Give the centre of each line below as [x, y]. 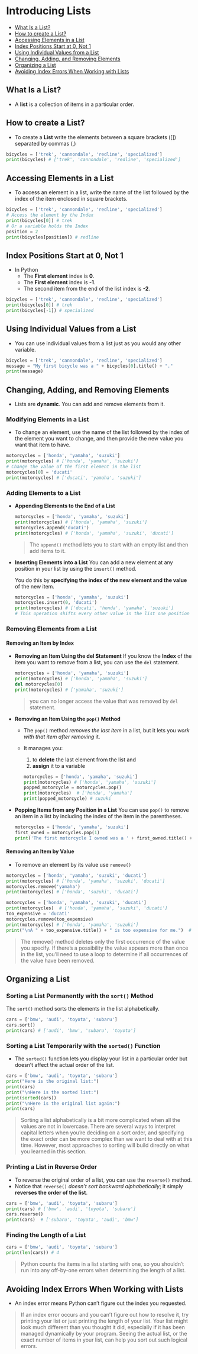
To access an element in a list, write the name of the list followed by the [102, 192]
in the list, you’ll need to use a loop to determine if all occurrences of [104, 954]
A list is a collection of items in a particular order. [74, 104]
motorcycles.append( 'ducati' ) [52, 528]
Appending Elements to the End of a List [65, 506]
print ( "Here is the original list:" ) [53, 1082]
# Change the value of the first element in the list [74, 467]
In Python [26, 270]
